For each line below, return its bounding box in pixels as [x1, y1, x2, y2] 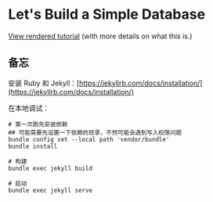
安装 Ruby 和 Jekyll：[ [8, 78, 80, 88]
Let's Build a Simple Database [8, 5, 206, 23]
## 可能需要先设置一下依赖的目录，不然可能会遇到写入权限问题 [8, 128, 182, 136]
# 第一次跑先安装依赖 [8, 120, 68, 128]
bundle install [8, 142, 58, 150]
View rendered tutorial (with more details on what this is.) [8, 31, 193, 41]
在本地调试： [8, 103, 49, 113]
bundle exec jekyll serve [8, 186, 92, 194]
